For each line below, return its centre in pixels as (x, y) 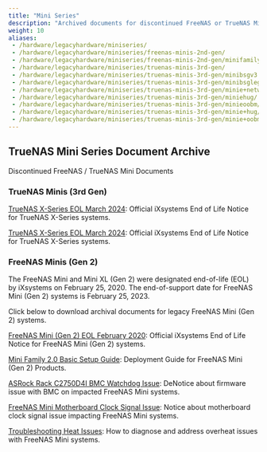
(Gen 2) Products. (37, 368)
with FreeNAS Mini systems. (54, 440)
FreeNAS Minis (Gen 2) (53, 261)
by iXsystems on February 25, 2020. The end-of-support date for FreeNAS (130, 288)
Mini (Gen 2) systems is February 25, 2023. (79, 297)
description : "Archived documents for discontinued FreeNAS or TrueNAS (129, 23)
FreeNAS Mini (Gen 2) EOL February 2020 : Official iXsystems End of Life (127, 336)
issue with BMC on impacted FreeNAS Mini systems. (94, 392)
